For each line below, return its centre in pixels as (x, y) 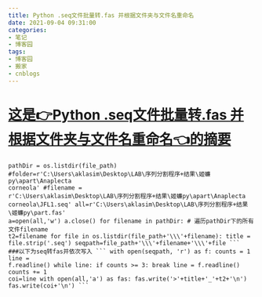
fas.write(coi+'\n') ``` (49, 286)
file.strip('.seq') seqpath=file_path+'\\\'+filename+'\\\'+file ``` (124, 243)
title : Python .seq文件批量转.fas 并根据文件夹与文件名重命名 (101, 15)
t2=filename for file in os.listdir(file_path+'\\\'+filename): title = (129, 236)
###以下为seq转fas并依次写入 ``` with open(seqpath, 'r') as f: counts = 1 (129, 252)
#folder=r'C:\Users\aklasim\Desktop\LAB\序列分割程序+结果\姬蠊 (109, 174)
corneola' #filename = (45, 188)
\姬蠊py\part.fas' (37, 212)
